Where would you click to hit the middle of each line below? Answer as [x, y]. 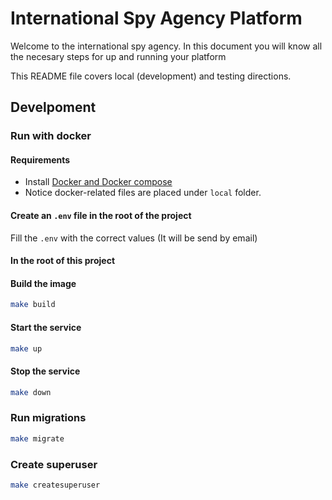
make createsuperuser [55, 485]
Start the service [46, 327]
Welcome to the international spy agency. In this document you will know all [166, 46]
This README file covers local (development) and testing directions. [151, 76]
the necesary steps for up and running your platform [118, 56]
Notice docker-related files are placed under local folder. [143, 193]
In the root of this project [63, 261]
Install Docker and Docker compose [98, 182]
